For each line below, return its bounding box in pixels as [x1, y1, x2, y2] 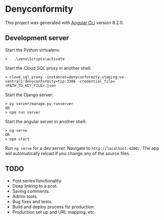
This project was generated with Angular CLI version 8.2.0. [5, 20, 124, 26]
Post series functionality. [12, 178, 62, 184]
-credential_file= [78, 79, 115, 84]
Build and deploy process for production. [12, 204, 95, 210]
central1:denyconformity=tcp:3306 [5, 79, 76, 84]
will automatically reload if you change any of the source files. [5, 150, 131, 156]
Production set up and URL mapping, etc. [12, 209, 96, 215]
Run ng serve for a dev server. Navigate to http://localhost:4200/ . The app [5, 145, 160, 151]
